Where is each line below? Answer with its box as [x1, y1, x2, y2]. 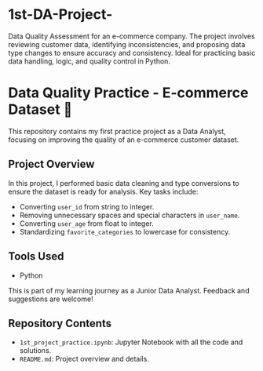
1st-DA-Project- [8, 5, 113, 24]
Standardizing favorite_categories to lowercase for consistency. [19, 227, 231, 236]
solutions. [19, 346, 52, 355]
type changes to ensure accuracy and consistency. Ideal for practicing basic [8, 48, 256, 57]
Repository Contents [8, 316, 112, 330]
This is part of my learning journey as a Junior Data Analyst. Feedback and [8, 286, 250, 295]
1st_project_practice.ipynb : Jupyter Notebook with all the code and [19, 337, 243, 347]
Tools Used [8, 249, 64, 264]
